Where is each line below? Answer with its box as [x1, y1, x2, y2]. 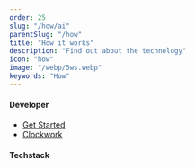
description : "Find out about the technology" [9, 47, 187, 56]
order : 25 [9, 13, 47, 22]
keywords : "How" [9, 72, 70, 81]
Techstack [9, 149, 50, 160]
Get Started [22, 119, 66, 130]
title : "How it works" [9, 38, 94, 48]
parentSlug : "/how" [9, 30, 83, 39]
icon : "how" [9, 55, 54, 64]
